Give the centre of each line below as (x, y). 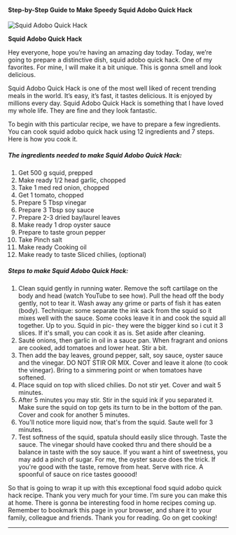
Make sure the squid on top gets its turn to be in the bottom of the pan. (120, 408)
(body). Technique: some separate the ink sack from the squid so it (115, 311)
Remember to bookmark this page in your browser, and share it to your (110, 510)
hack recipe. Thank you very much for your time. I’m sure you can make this (118, 495)
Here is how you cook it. (43, 139)
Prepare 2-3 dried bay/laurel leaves (69, 218)
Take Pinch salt (40, 240)
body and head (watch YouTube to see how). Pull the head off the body (121, 296)
